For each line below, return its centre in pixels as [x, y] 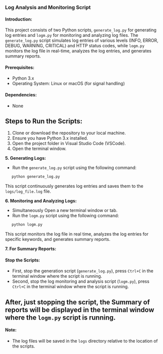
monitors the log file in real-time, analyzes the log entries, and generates [78, 51]
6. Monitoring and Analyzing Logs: [41, 201]
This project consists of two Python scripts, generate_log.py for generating [81, 30]
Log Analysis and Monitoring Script [48, 7]
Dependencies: [21, 94]
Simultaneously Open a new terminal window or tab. [65, 210]
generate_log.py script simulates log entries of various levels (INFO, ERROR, [82, 40]
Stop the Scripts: [23, 260]
